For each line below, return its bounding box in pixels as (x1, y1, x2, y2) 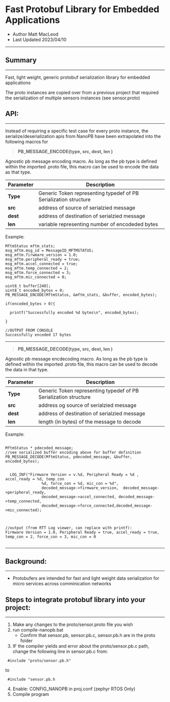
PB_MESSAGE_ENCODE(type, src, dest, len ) (17, 148, 113, 154)
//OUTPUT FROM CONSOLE (5, 328, 53, 333)
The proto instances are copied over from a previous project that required (5, 89, 159, 95)
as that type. (5, 169, 31, 175)
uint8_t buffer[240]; (5, 283, 51, 289)
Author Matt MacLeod (12, 31, 59, 37)
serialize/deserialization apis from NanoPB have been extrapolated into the (5, 133, 161, 139)
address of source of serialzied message (38, 204, 136, 211)
